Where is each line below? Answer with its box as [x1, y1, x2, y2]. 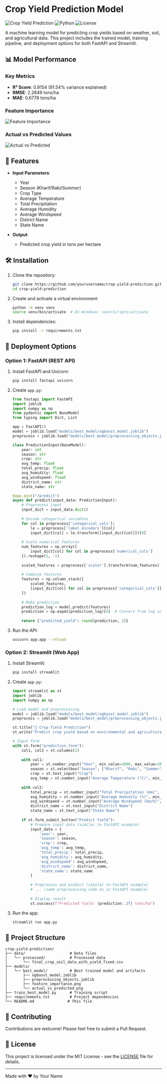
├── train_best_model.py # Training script [5, 990, 108, 995]
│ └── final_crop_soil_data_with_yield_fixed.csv [5, 960, 123, 965]
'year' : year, [39, 831, 69, 836]
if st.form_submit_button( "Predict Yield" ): [21, 817, 115, 822]
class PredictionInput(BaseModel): [12, 442, 86, 447]
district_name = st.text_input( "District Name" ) [30, 804, 133, 809]
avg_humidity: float [21, 470, 64, 476]
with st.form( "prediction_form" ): [12, 743, 84, 748]
